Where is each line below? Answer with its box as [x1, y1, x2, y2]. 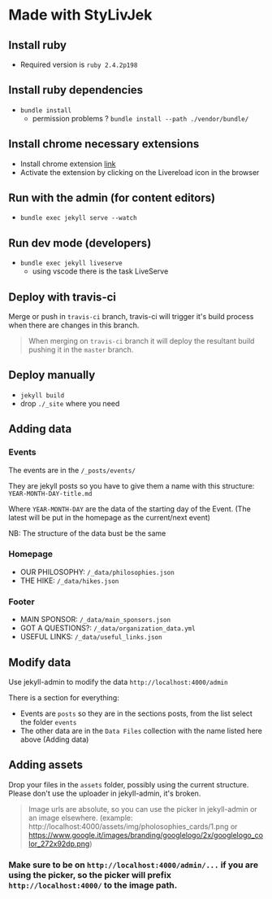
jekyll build [19, 391, 65, 400]
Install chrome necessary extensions [8, 137, 200, 151]
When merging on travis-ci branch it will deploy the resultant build [28, 336, 255, 346]
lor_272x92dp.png [28, 839, 90, 849]
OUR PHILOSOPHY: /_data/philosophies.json [19, 567, 175, 577]
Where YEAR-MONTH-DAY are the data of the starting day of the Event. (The [8, 503, 252, 514]
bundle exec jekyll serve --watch [19, 214, 137, 222]
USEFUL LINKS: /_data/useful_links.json [19, 632, 162, 642]
